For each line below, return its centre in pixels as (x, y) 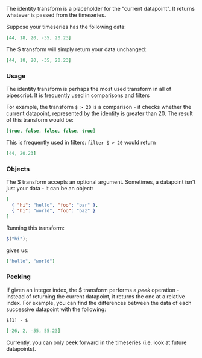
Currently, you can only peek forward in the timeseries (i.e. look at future (96, 342)
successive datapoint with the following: (56, 309)
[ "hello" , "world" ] (31, 262)
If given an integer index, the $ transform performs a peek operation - (93, 290)
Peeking (19, 277)
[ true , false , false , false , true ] (51, 131)
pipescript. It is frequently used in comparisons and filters (78, 95)
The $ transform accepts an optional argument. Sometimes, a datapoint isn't (101, 182)
